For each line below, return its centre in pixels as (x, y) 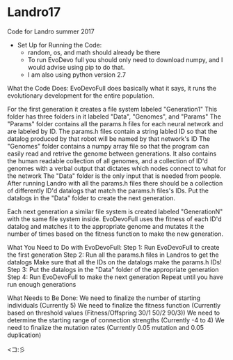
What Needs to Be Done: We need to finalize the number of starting (104, 298)
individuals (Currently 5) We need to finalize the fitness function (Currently (114, 305)
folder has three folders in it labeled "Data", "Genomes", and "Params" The (114, 117)
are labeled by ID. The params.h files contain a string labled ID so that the (112, 131)
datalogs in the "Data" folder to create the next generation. (91, 198)
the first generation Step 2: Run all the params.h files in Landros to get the (113, 255)
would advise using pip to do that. (76, 67)
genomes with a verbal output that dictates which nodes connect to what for (117, 168)
